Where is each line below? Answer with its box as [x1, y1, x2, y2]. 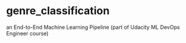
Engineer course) [6, 29, 49, 37]
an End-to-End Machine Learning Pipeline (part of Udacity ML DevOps [6, 24, 181, 31]
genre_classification [6, 4, 110, 18]
